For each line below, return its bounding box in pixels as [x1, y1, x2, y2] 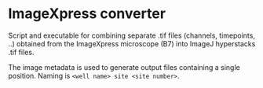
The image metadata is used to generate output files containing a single [8, 62, 241, 71]
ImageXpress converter [8, 5, 166, 23]
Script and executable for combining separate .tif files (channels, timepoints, [8, 31, 255, 40]
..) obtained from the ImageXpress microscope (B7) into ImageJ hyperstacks [8, 38, 256, 48]
